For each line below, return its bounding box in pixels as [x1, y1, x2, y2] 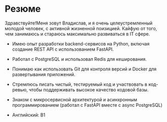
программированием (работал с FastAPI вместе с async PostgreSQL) [12, 102, 163, 108]
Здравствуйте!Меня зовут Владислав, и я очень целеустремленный [5, 20, 153, 26]
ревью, [12, 86, 28, 92]
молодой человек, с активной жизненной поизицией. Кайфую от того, [5, 25, 157, 31]
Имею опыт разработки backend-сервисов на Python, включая [12, 40, 150, 46]
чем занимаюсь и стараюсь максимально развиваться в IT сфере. [5, 31, 150, 37]
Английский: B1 [12, 112, 46, 118]
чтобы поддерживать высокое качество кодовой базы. [29, 86, 149, 92]
